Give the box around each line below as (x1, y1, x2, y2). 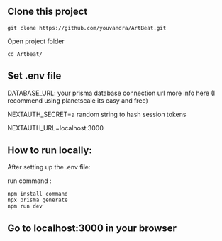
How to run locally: (7, 145, 92, 157)
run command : (7, 176, 52, 185)
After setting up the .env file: (7, 163, 91, 172)
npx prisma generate (7, 196, 69, 204)
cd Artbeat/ (7, 50, 43, 57)
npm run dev (7, 203, 43, 210)
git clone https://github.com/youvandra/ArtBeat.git (7, 24, 167, 31)
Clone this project (7, 6, 88, 18)
